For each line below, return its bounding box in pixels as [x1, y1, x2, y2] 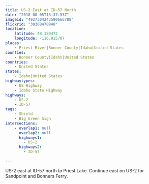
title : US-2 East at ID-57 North [5, 7, 76, 13]
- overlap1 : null [14, 126, 51, 131]
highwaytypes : [5, 78, 36, 83]
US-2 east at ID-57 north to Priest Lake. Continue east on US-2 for [5, 167, 144, 173]
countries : [5, 59, 28, 65]
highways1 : [18, 135, 42, 140]
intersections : [5, 120, 38, 126]
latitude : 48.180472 [14, 31, 58, 36]
